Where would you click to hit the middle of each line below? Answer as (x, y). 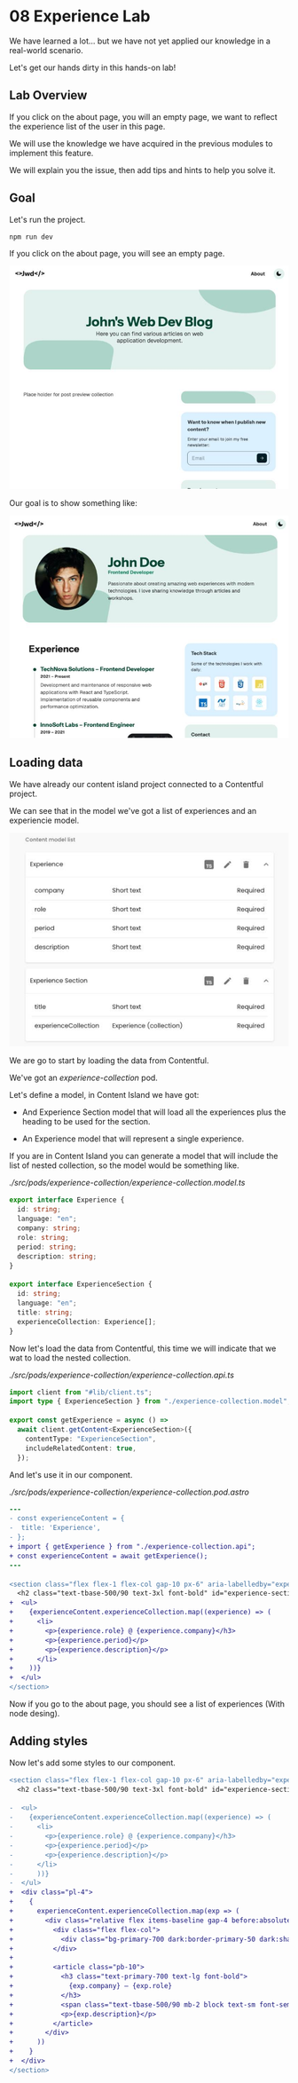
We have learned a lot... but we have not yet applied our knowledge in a (140, 41)
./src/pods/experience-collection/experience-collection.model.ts (127, 1183)
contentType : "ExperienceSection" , (91, 1439)
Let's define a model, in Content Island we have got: (104, 1095)
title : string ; (45, 1312)
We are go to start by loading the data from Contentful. (109, 1061)
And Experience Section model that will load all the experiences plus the (154, 1112)
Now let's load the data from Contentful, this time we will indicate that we (143, 1348)
